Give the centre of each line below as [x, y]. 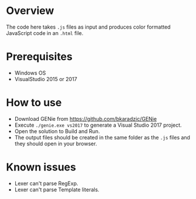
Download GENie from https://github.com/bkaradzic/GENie [85, 118]
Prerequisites [39, 57]
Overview [30, 11]
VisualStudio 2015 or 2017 [46, 79]
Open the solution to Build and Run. [57, 131]
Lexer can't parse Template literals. [57, 189]
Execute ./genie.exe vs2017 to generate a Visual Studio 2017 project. [98, 125]
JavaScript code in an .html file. [45, 33]
